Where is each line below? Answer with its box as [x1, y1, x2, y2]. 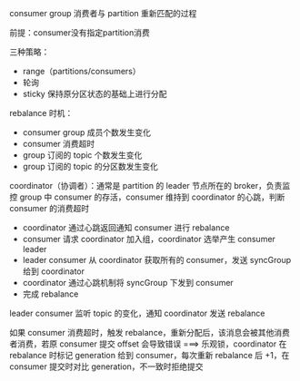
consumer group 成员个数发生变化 [22, 127, 152, 138]
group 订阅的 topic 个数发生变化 [22, 150, 143, 161]
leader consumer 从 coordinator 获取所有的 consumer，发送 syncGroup [22, 255, 292, 265]
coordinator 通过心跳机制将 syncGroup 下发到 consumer [22, 278, 234, 288]
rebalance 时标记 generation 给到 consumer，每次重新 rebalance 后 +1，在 [9, 350, 290, 360]
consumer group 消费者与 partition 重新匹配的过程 [9, 8, 197, 18]
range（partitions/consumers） [22, 66, 141, 76]
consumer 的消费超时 [9, 203, 89, 213]
